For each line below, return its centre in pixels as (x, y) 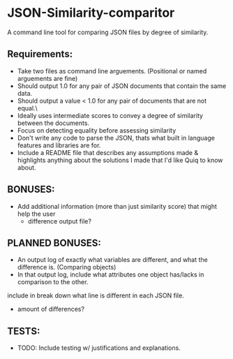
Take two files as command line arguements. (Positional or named (112, 71)
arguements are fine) (47, 78)
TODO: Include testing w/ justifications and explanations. (99, 348)
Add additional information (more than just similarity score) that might (117, 206)
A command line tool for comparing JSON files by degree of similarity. (108, 32)
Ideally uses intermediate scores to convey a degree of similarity (110, 115)
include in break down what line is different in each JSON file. (96, 295)
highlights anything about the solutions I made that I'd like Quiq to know (120, 160)
